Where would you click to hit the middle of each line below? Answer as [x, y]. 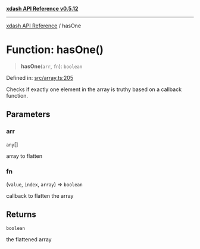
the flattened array [29, 239]
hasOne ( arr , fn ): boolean [51, 66]
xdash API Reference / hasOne [44, 26]
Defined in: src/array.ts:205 [40, 77]
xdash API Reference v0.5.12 [42, 9]
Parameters [28, 115]
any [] [12, 144]
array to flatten [24, 156]
